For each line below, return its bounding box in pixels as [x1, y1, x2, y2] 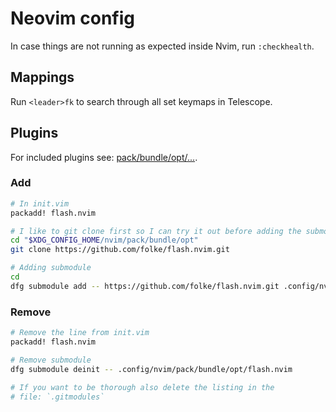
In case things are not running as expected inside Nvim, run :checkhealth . [10, 40, 315, 52]
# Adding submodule [10, 263, 92, 273]
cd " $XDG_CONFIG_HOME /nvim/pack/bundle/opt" [10, 235, 199, 246]
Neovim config [10, 7, 135, 30]
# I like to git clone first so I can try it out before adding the [10, 226, 302, 236]
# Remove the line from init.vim [10, 328, 150, 338]
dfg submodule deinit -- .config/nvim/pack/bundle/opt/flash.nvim [10, 364, 293, 374]
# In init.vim [10, 198, 70, 209]
